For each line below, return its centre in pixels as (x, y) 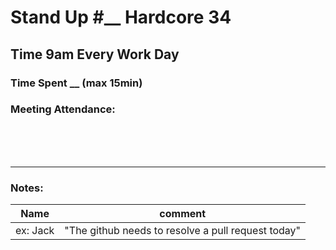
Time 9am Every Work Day (95, 54)
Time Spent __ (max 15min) (76, 83)
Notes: (27, 188)
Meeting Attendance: (63, 109)
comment (183, 214)
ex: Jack (35, 231)
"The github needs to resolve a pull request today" (183, 231)
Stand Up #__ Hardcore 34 (121, 17)
